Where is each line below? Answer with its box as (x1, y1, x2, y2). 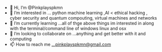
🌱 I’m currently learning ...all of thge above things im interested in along (9, 20, 154, 26)
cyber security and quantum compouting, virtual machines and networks (9, 15, 157, 21)
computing (9, 36, 32, 42)
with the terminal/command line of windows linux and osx (9, 26, 127, 31)
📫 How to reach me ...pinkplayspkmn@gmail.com (9, 42, 111, 47)
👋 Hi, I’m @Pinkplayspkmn (9, 5, 63, 10)
